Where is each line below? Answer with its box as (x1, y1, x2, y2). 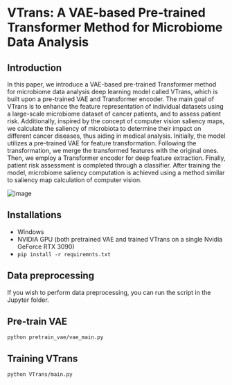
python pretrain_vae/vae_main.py (7, 334, 104, 341)
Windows (17, 227, 44, 236)
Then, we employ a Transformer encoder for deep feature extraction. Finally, (7, 154, 226, 162)
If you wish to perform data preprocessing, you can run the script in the (7, 288, 211, 296)
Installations (7, 209, 62, 221)
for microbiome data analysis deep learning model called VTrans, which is (7, 88, 218, 96)
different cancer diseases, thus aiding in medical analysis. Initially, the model (7, 132, 226, 140)
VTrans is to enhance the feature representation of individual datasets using (7, 102, 224, 110)
